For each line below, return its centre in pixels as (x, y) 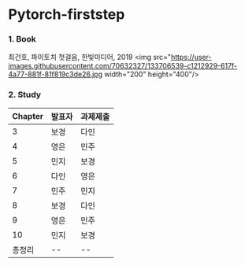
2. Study (25, 94)
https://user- (191, 57)
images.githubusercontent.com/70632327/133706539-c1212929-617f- (123, 66)
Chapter (28, 116)
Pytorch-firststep (67, 15)
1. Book (22, 39)
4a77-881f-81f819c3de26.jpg (55, 74)
